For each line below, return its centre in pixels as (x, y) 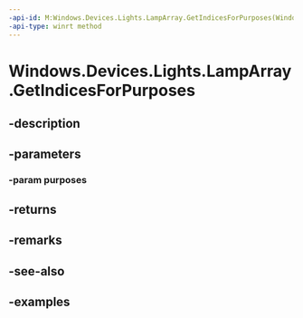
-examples (39, 301)
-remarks (35, 241)
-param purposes (48, 180)
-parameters (45, 154)
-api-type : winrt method (55, 26)
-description (44, 124)
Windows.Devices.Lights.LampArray (150, 71)
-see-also (37, 271)
